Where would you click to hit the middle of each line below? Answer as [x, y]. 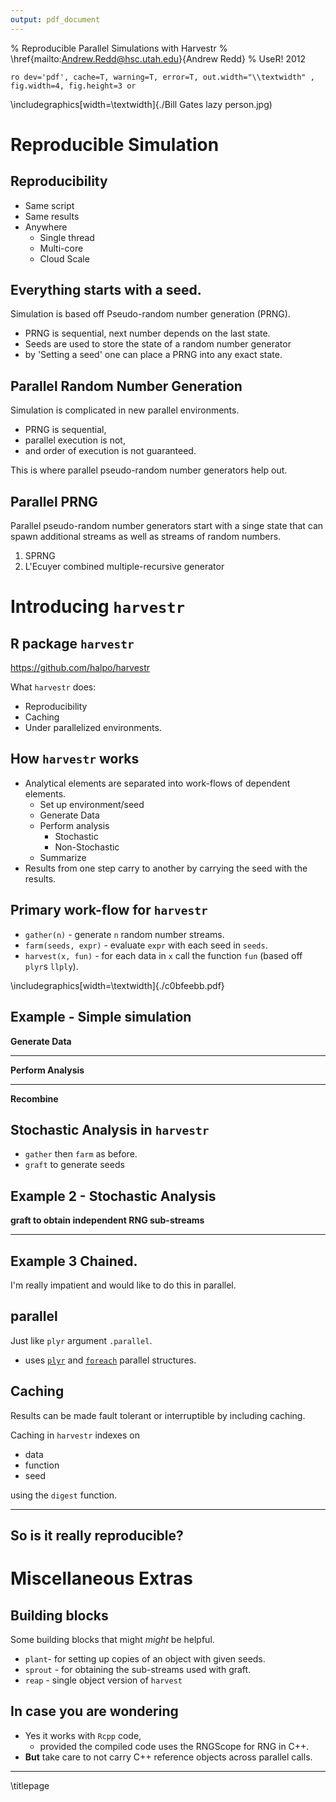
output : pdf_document [55, 19]
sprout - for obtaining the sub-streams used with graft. [138, 1669]
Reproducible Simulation [115, 144]
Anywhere [46, 227]
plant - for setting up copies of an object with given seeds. [145, 1658]
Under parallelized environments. [93, 728]
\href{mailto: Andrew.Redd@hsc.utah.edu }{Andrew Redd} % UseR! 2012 [158, 58]
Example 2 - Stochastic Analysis [113, 1196]
